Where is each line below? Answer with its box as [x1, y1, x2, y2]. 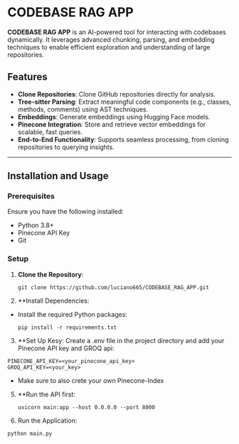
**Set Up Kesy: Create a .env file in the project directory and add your [17, 336, 225, 345]
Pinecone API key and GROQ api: [17, 344, 115, 352]
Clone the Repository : [17, 270, 84, 278]
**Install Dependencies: [17, 296, 90, 305]
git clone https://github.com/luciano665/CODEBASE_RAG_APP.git [17, 283, 210, 291]
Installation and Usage [7, 170, 109, 182]
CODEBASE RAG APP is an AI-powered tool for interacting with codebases [7, 28, 226, 36]
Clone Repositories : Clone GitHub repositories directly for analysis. [17, 90, 216, 98]
